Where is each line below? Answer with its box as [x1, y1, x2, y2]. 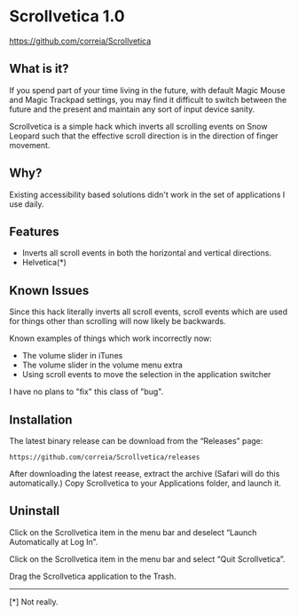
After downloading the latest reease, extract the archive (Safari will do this [9, 469, 280, 478]
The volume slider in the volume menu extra [21, 359, 184, 370]
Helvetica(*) [21, 257, 67, 268]
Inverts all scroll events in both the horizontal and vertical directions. [21, 248, 272, 258]
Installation [9, 412, 73, 427]
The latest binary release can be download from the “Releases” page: [9, 436, 263, 446]
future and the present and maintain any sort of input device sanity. [9, 104, 255, 115]
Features [9, 224, 59, 239]
